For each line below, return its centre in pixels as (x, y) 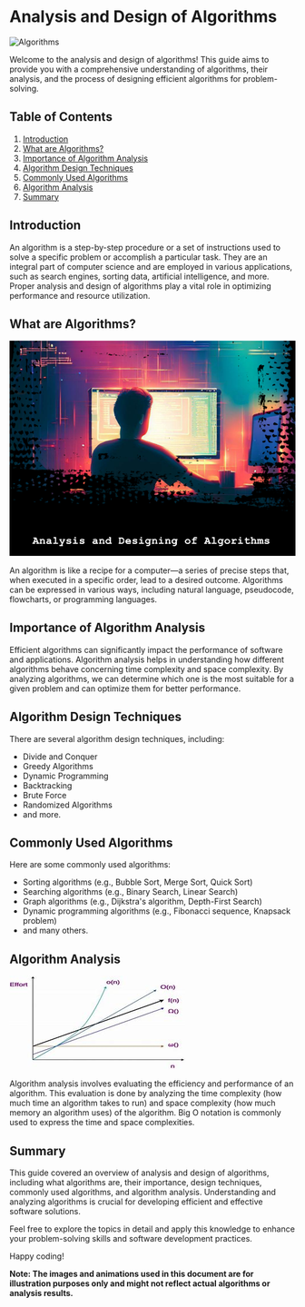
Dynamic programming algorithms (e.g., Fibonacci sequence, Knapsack (157, 911)
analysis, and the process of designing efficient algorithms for (125, 78)
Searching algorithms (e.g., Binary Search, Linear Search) (130, 892)
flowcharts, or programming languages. (83, 599)
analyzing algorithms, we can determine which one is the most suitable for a (152, 678)
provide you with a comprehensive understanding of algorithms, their (139, 69)
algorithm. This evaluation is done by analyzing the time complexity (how (146, 1094)
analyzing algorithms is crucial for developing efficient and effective (136, 1202)
